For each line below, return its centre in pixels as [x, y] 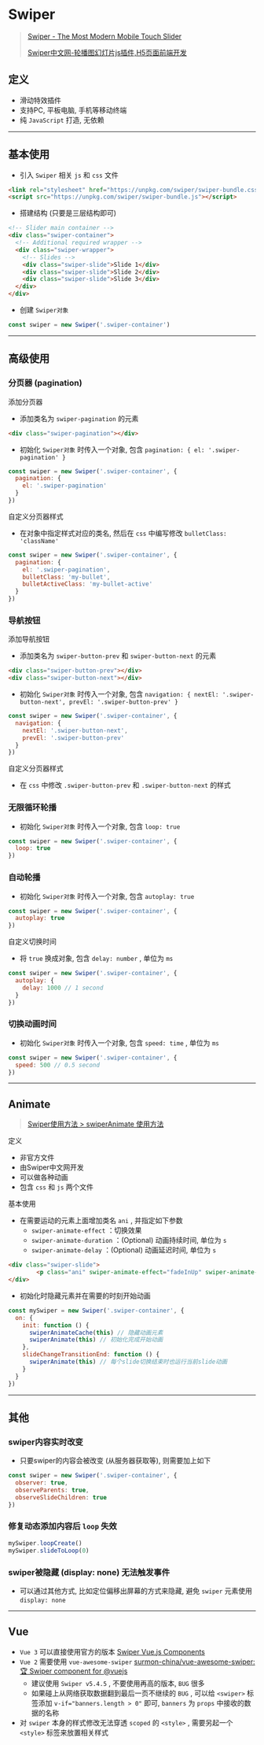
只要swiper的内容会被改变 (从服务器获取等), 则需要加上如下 [115, 1461]
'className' [39, 541]
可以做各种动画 [44, 1178]
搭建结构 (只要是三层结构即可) [68, 213]
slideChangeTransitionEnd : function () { [91, 1355]
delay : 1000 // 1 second [63, 988]
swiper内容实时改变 [46, 1442]
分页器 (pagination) [45, 383]
